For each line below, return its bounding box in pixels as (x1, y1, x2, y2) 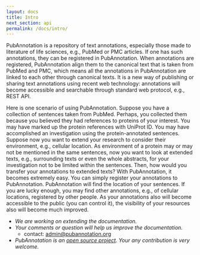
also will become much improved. (6, 206, 89, 213)
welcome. (14, 243, 39, 250)
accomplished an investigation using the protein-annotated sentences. (6, 130, 180, 137)
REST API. (6, 93, 31, 100)
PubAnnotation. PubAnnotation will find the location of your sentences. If (6, 181, 185, 188)
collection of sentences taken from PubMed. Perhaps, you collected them (6, 111, 187, 118)
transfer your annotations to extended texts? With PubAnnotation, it (6, 168, 172, 175)
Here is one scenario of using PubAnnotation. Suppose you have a (6, 104, 170, 111)
